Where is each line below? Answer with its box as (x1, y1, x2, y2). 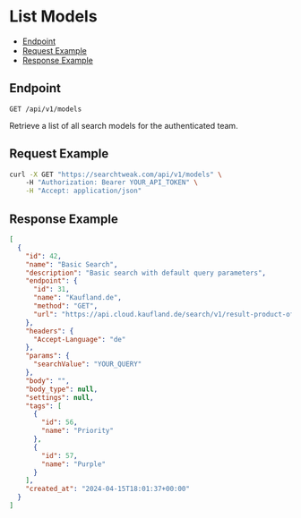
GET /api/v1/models (9, 105, 82, 114)
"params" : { (25, 352, 70, 361)
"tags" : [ (25, 401, 63, 411)
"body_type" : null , (25, 385, 99, 394)
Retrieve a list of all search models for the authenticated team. (9, 120, 239, 131)
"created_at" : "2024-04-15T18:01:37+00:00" (25, 485, 191, 494)
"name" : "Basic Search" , (25, 259, 118, 269)
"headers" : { (25, 327, 74, 335)
